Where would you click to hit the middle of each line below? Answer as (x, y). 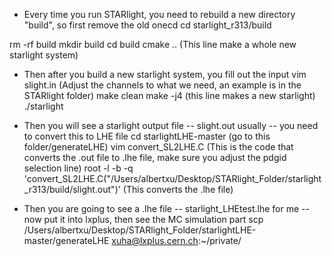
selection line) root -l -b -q (78, 168)
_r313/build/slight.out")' (72, 189)
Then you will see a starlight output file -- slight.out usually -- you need (171, 125)
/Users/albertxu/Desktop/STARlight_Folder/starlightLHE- (140, 230)
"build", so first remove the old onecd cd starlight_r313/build (147, 25)
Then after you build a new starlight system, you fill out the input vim (165, 74)
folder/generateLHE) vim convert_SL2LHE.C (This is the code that (158, 147)
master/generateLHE (66, 240)
